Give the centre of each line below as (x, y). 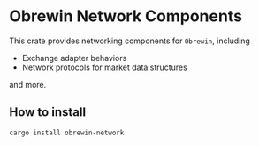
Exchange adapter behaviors (74, 58)
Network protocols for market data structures (104, 67)
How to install (48, 112)
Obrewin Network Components (126, 16)
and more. (28, 84)
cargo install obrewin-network (67, 133)
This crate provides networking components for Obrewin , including (129, 41)
